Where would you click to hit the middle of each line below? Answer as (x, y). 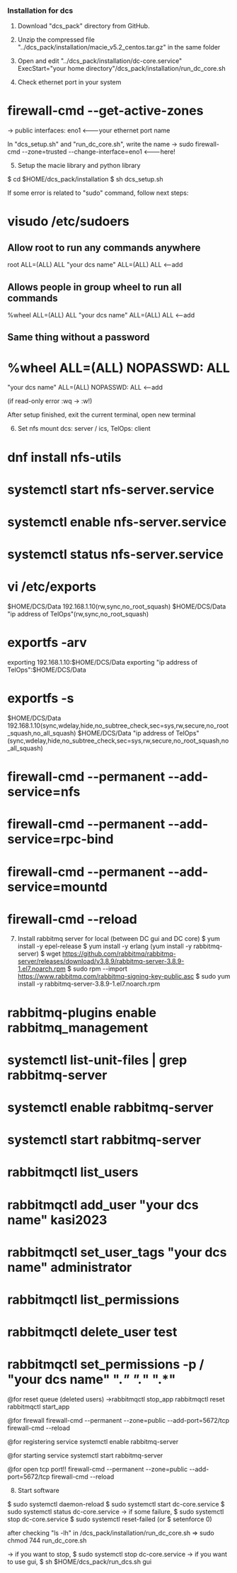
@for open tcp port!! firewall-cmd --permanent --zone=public (98, 1470)
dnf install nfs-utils (64, 457)
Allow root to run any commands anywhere (104, 248)
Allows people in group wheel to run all (94, 287)
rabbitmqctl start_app (39, 1407)
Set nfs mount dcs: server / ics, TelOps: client (84, 429)
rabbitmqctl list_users (73, 1172)
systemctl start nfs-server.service (111, 489)
